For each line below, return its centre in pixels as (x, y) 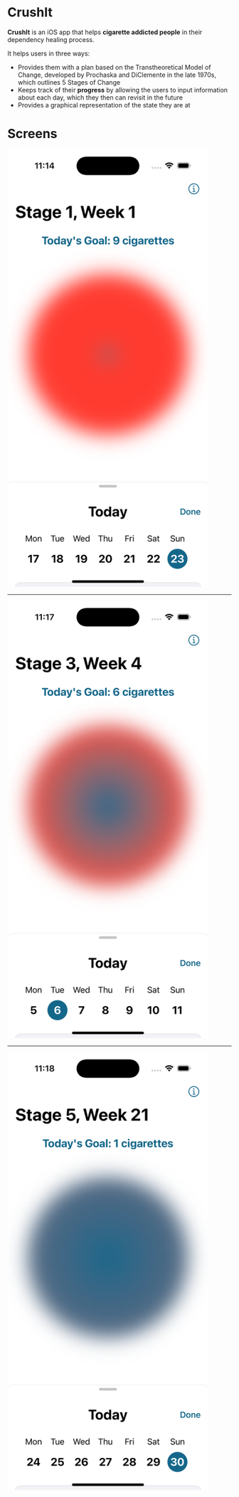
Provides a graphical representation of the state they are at (104, 105)
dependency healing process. (51, 39)
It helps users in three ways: (49, 53)
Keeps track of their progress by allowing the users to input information (123, 90)
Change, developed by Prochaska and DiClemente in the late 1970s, (117, 75)
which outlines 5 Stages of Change (69, 82)
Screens (32, 134)
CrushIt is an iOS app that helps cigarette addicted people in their (105, 32)
